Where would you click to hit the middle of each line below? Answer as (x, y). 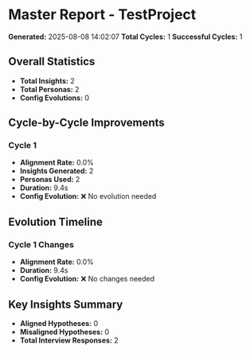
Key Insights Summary (66, 304)
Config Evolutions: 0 (55, 98)
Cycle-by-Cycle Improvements (86, 123)
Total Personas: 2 (49, 89)
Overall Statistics (52, 62)
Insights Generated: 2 (57, 171)
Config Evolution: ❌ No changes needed (87, 279)
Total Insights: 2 (47, 80)
